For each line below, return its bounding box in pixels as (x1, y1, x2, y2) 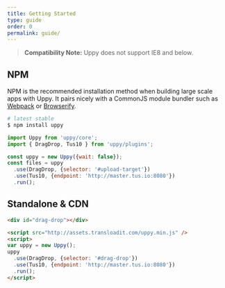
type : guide (7, 17, 42, 24)
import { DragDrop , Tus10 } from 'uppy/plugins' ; (7, 140, 154, 148)
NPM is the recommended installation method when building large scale (7, 87, 213, 96)
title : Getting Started (7, 10, 76, 17)
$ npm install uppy (7, 121, 64, 128)
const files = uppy (7, 160, 64, 167)
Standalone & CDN (7, 198, 89, 210)
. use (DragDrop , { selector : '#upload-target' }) (13, 166, 151, 173)
